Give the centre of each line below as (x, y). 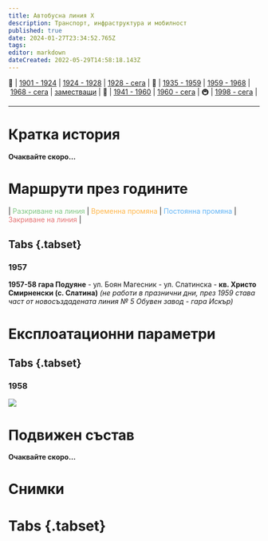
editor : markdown (37, 53)
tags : (17, 45)
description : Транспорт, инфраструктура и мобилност (98, 23)
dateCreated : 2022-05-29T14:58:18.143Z (75, 61)
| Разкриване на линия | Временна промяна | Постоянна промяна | (122, 211)
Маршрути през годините (98, 189)
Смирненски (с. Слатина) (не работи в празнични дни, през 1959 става (132, 293)
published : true (35, 30)
